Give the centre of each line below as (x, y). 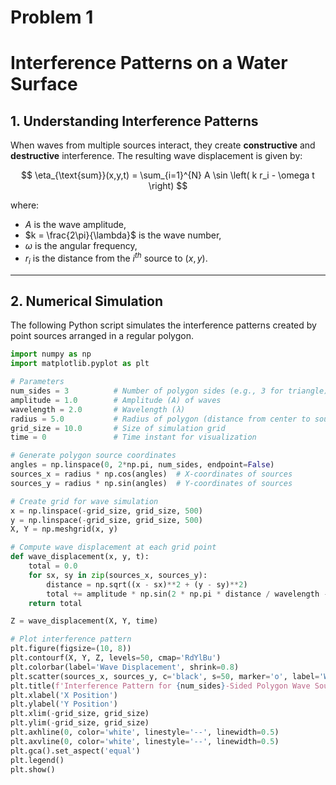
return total (55, 603)
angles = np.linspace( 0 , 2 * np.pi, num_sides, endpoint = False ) (142, 465)
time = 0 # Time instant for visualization (133, 437)
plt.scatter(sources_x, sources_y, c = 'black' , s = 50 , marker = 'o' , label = (165, 676)
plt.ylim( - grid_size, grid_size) (80, 723)
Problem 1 (52, 17)
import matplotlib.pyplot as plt (80, 364)
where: (25, 205)
